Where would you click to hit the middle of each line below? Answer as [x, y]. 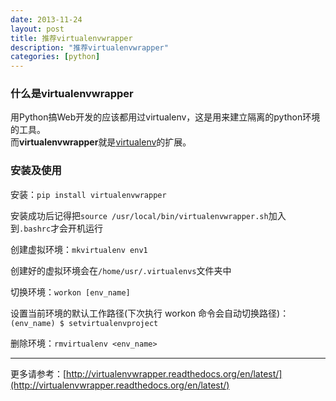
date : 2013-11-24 [46, 19]
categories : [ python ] [55, 57]
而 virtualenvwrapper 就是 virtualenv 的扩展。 [101, 142]
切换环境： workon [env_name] [70, 292]
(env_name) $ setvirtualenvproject [84, 323]
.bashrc [35, 229]
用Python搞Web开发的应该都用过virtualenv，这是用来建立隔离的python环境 [165, 117]
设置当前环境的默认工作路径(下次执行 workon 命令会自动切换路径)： [150, 313]
